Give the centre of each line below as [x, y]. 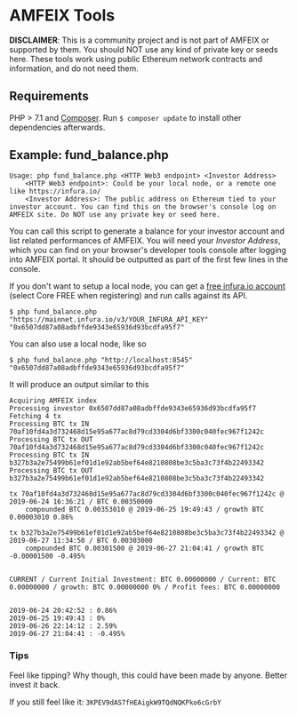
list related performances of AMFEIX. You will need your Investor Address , [145, 240]
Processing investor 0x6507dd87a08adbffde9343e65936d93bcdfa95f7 [132, 408]
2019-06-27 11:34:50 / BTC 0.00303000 [81, 540]
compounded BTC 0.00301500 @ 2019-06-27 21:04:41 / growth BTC [145, 548]
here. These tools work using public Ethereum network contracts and [136, 59]
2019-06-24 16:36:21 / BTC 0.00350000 [81, 501]
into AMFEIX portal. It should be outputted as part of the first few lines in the [149, 259]
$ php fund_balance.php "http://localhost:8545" [101, 360]
